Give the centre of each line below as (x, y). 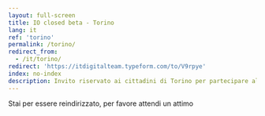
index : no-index (35, 74)
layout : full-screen (42, 15)
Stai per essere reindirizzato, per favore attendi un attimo (101, 103)
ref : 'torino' (32, 37)
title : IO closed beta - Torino (61, 23)
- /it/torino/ (38, 60)
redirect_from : (33, 52)
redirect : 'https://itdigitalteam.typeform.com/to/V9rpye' (107, 67)
